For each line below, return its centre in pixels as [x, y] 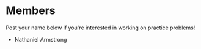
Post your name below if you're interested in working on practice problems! [100, 28]
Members [31, 11]
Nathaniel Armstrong [41, 39]
